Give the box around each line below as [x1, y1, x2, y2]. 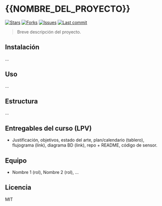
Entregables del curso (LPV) [5, 124, 92, 132]
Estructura [5, 97, 38, 105]
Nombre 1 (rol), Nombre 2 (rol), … [12, 169, 79, 175]
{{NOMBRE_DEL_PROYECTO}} [5, 3, 130, 15]
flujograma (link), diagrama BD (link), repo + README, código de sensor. [12, 142, 158, 148]
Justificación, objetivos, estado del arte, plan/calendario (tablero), [12, 137, 144, 143]
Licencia [5, 184, 32, 192]
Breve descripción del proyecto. [17, 29, 81, 35]
